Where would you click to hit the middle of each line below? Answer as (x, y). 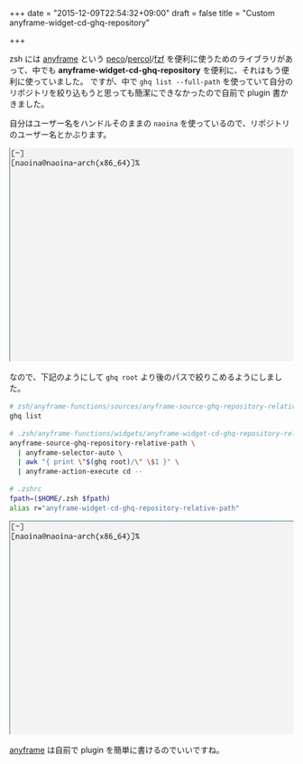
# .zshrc (26, 489)
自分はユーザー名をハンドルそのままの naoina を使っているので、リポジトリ (150, 123)
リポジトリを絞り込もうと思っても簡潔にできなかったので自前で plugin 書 (145, 93)
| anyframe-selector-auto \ (70, 453)
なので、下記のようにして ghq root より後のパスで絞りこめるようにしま (142, 377)
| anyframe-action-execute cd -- (80, 472)
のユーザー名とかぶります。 (60, 134)
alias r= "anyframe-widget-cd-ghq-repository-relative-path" (125, 508)
